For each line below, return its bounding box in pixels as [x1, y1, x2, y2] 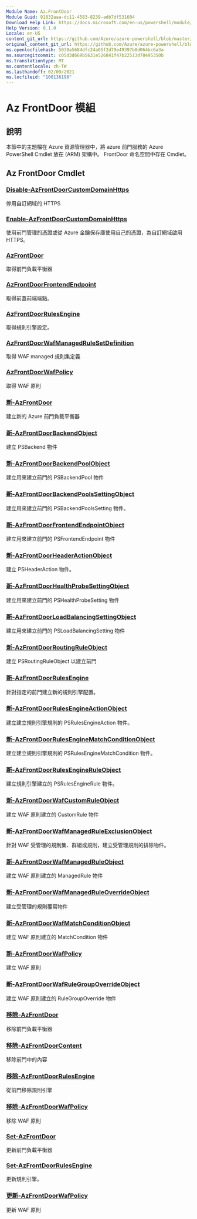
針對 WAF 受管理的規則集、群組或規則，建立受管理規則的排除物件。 [6, 842, 169, 849]
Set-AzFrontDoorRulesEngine [6, 1161, 93, 1170]
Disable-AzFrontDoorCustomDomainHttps [6, 186, 130, 194]
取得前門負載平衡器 [6, 265, 53, 272]
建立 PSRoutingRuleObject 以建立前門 [6, 658, 97, 665]
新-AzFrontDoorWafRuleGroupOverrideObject [6, 980, 140, 988]
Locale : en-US [6, 31, 41, 36]
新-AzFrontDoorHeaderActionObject [6, 551, 113, 559]
